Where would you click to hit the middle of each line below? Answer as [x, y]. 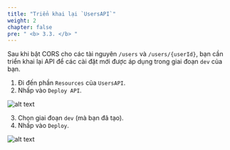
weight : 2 [22, 21]
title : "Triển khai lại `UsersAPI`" [62, 14]
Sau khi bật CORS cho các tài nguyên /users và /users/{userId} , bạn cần [115, 54]
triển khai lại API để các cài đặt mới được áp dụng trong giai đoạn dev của [115, 62]
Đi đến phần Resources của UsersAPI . [72, 83]
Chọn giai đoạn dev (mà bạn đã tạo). [70, 118]
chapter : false [30, 27]
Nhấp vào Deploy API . [49, 90]
